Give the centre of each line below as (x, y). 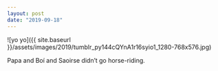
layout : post (26, 13)
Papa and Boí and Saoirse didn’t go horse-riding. (76, 60)
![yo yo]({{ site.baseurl (39, 39)
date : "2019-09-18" (35, 20)
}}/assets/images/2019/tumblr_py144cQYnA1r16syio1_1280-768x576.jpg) (109, 47)
